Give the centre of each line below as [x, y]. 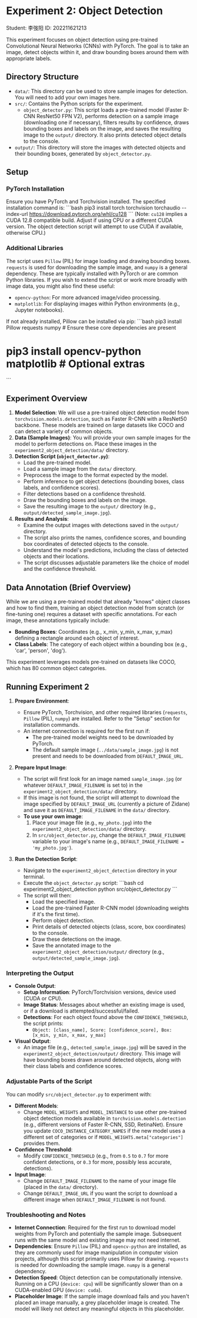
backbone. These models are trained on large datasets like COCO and [99, 425]
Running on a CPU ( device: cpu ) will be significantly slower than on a [98, 1284]
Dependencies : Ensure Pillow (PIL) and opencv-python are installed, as [101, 1246]
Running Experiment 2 [48, 687]
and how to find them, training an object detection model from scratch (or [95, 608]
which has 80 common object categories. [56, 668]
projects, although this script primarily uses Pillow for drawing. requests [102, 1259]
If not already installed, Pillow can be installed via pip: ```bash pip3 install [94, 321]
